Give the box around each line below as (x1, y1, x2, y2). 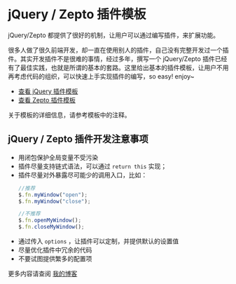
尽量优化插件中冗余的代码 (18, 246, 92, 254)
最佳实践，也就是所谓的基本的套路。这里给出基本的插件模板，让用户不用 (20, 63, 229, 72)
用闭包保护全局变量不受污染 (18, 153, 99, 161)
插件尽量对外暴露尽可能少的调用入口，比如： (18, 170, 148, 179)
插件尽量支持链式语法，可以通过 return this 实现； (18, 162, 167, 170)
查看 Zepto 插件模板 (18, 95, 76, 104)
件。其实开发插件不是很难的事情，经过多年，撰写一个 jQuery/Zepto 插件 (8, 54, 216, 63)
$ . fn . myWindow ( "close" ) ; (18, 198, 91, 205)
